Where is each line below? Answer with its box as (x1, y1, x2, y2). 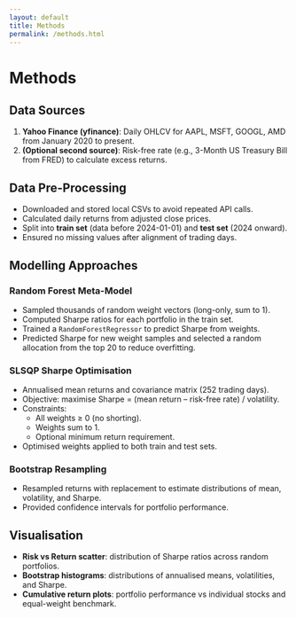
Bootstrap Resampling (9, 463, 107, 475)
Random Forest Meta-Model (9, 285, 133, 297)
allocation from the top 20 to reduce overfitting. (21, 342, 197, 353)
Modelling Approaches (9, 258, 138, 273)
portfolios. (21, 560, 60, 572)
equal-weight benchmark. (21, 598, 117, 609)
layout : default (9, 12, 69, 22)
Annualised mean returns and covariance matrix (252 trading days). (21, 385, 269, 395)
